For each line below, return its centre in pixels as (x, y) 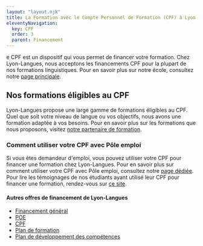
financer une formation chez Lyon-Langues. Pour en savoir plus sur (90, 164)
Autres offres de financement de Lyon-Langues (67, 198)
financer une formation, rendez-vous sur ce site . (66, 184)
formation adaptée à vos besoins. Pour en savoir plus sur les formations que (101, 123)
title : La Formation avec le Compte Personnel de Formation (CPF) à (94, 18)
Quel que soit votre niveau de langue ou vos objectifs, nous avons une (94, 116)
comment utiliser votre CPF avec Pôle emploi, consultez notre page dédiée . (100, 171)
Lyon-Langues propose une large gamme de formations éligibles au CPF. (97, 110)
